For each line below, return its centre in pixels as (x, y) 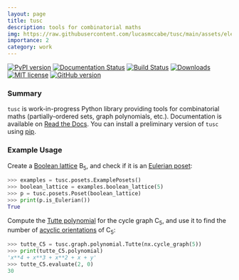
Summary (25, 93)
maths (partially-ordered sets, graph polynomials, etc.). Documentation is (115, 116)
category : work (30, 47)
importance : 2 (28, 41)
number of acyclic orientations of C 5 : (62, 230)
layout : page (27, 14)
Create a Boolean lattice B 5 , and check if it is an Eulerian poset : (100, 166)
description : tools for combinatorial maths (74, 27)
